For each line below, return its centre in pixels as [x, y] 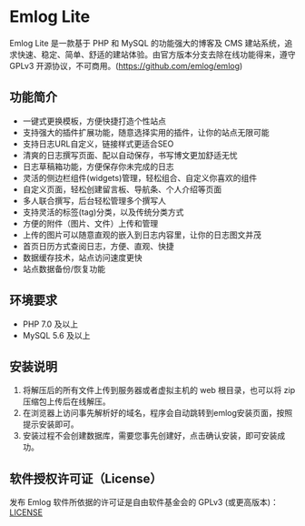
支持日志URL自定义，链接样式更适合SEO [98, 144]
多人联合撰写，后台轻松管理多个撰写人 [94, 200]
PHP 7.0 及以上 [50, 324]
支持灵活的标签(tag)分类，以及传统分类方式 [103, 212]
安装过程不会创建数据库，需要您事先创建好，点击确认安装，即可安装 [150, 436]
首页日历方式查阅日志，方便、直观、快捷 [98, 246]
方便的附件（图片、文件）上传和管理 [90, 223]
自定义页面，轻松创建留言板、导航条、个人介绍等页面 [122, 189]
